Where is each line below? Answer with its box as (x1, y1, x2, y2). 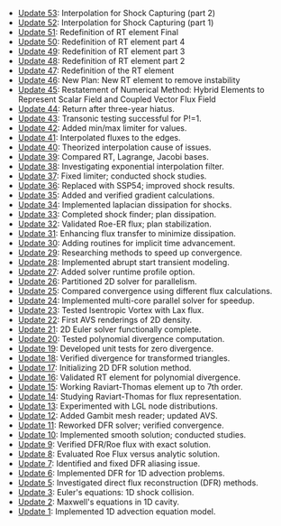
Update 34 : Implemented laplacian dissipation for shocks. (17, 199, 232, 210)
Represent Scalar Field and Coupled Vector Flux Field (17, 94, 216, 105)
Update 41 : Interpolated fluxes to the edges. (17, 133, 181, 143)
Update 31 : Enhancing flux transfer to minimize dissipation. (17, 228, 237, 238)
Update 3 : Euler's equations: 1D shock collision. (17, 487, 195, 497)
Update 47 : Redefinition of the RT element (17, 65, 175, 76)
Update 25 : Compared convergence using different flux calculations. (17, 286, 273, 296)
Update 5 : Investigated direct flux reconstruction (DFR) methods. (17, 477, 258, 488)
